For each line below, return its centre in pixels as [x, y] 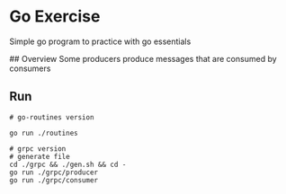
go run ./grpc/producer [54, 172]
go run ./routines [44, 133]
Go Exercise [55, 17]
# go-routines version [52, 117]
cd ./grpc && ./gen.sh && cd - [68, 164]
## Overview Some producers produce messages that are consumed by [143, 58]
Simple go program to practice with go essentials [100, 41]
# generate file [40, 156]
